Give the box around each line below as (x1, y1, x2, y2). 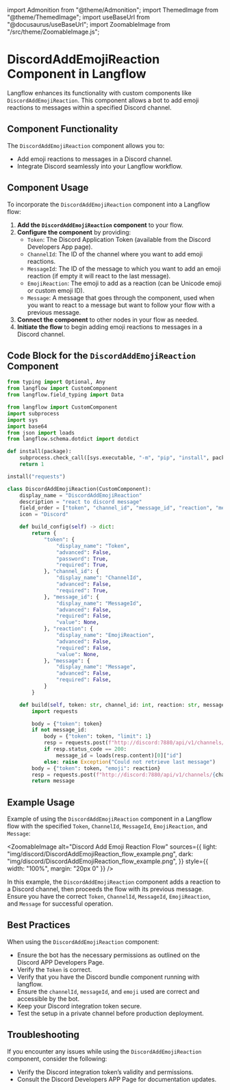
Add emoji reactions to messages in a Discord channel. (16, 154, 172, 163)
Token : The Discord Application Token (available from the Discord (27, 235, 211, 243)
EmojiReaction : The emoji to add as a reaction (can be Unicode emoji (27, 279, 222, 287)
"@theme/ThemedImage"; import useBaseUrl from (7, 13, 151, 21)
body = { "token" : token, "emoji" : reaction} (31, 764, 161, 772)
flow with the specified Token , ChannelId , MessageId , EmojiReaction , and (7, 822, 207, 830)
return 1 (19, 461, 44, 468)
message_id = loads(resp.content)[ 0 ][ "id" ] (55, 752, 183, 759)
